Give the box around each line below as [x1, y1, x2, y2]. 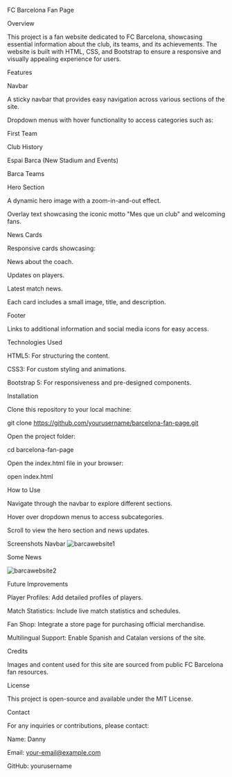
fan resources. [7, 668, 48, 676]
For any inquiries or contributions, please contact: [7, 722, 150, 730]
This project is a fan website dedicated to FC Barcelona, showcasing [7, 33, 203, 41]
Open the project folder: [7, 433, 76, 440]
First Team [7, 130, 38, 137]
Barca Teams [7, 170, 45, 177]
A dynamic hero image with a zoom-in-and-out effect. [7, 197, 161, 204]
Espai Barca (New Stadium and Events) [7, 156, 119, 164]
